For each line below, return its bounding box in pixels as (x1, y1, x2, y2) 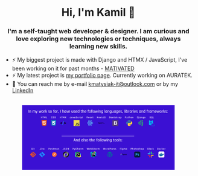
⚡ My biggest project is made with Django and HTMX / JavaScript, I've (11, 56, 188, 64)
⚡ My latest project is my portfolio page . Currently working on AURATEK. (11, 72, 193, 79)
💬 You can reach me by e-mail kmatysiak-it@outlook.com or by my (11, 80, 179, 88)
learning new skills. (69, 42, 128, 51)
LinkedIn (11, 87, 34, 94)
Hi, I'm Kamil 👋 (61, 5, 136, 19)
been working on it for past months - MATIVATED (11, 65, 135, 72)
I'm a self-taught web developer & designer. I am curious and (7, 27, 190, 36)
